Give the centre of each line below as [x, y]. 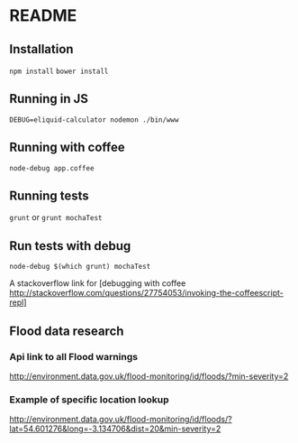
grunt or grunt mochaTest [56, 217]
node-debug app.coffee [52, 168]
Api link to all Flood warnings [73, 356]
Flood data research [67, 331]
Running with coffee [67, 148]
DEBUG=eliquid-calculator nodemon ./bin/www [94, 120]
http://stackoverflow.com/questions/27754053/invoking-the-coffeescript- [146, 293]
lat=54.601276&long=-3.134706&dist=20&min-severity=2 [115, 429]
